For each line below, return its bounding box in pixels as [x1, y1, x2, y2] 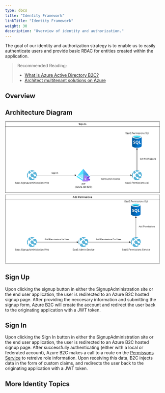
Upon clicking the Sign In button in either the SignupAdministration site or [5, 334, 154, 340]
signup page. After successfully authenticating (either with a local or [5, 344, 143, 351]
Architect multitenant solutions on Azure [24, 78, 106, 84]
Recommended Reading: [17, 63, 67, 69]
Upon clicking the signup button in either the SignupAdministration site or [5, 286, 154, 292]
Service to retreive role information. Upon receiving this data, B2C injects [5, 355, 153, 361]
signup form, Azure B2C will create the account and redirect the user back [5, 302, 156, 308]
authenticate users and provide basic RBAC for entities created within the [5, 48, 154, 54]
